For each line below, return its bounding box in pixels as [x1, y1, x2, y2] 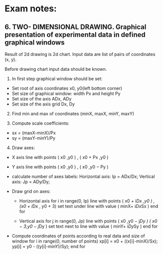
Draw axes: [11, 145, 35, 151]
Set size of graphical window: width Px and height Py [11, 91, 121, 97]
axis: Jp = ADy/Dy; [11, 179, 50, 185]
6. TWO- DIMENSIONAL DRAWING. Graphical [4, 23, 147, 31]
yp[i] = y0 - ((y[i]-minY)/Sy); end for [11, 244, 86, 249]
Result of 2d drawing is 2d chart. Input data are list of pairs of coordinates [4, 51, 156, 57]
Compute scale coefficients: [11, 120, 70, 126]
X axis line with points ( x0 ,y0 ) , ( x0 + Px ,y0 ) [11, 154, 109, 160]
